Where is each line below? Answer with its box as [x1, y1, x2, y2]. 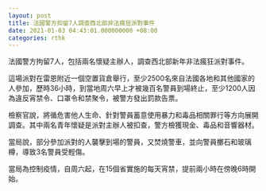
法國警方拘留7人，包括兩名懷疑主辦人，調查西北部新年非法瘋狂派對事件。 [8, 57, 249, 66]
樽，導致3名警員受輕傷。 [8, 147, 90, 157]
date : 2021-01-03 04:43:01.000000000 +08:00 [8, 26, 158, 34]
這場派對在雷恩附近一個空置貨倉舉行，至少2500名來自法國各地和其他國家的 [8, 73, 256, 84]
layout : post [8, 11, 52, 20]
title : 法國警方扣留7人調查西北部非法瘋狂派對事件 [8, 19, 156, 27]
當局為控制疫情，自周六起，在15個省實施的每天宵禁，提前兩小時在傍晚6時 [8, 164, 249, 173]
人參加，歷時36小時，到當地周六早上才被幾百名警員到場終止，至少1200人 [8, 84, 249, 93]
